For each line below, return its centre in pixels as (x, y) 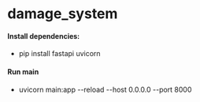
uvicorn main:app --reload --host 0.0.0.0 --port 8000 (105, 89)
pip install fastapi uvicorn (59, 54)
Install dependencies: (44, 36)
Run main (23, 71)
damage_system (63, 14)
